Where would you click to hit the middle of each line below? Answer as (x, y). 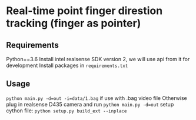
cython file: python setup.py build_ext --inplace (67, 111)
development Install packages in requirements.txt (67, 65)
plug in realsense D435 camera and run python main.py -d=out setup (90, 104)
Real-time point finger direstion (84, 11)
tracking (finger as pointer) (74, 23)
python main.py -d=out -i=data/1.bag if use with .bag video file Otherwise (97, 98)
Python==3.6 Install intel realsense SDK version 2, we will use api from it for (98, 59)
